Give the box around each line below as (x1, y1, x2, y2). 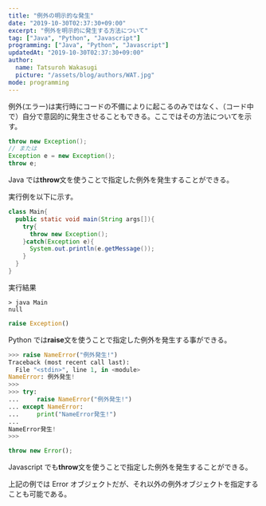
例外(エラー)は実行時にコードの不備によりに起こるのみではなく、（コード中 (8, 101, 254, 111)
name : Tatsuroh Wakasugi (15, 64, 98, 72)
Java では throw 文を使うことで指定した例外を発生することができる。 (8, 175, 234, 184)
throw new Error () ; (8, 447, 73, 455)
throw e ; (8, 160, 37, 168)
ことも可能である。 (8, 489, 72, 499)
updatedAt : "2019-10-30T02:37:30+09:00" (8, 49, 145, 57)
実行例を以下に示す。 (8, 192, 78, 201)
